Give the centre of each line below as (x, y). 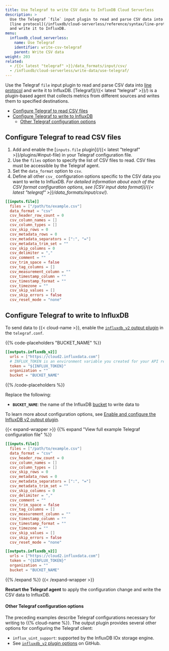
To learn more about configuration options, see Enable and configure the (80, 414)
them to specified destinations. (37, 101)
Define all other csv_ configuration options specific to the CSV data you (87, 176)
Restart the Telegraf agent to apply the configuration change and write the (83, 589)
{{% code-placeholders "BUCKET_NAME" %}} (53, 342)
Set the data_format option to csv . (47, 171)
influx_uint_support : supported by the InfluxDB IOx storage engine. (83, 638)
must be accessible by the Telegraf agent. (56, 165)
